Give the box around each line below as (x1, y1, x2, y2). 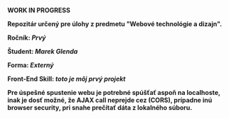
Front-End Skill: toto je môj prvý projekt (7, 74, 126, 83)
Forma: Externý (7, 61, 54, 69)
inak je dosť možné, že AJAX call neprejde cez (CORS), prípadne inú (7, 96, 213, 104)
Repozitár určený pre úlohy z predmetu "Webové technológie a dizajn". (7, 20, 223, 28)
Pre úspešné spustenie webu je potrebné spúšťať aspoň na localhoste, (7, 89, 220, 96)
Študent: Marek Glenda (7, 47, 78, 55)
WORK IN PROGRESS (7, 6, 71, 14)
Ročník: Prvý (7, 33, 46, 42)
